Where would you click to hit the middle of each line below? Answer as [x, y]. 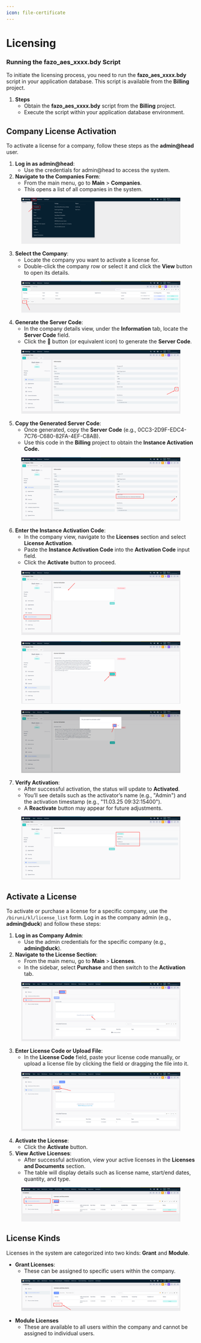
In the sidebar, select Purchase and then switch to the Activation [105, 967]
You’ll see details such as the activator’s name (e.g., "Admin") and [105, 795]
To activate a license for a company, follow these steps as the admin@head [100, 145]
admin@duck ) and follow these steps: [54, 924]
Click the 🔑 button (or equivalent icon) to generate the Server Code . [108, 341]
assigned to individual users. [59, 1333]
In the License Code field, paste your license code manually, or [102, 1057]
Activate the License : [42, 1140]
